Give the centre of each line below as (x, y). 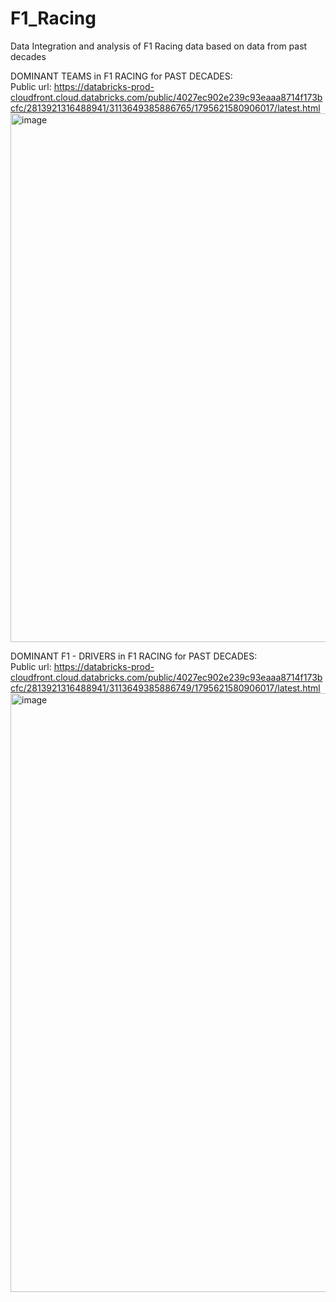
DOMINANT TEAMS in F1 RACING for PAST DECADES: (121, 76)
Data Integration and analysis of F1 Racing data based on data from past (159, 46)
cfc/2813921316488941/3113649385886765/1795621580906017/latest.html (165, 108)
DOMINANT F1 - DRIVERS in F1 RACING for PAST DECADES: (134, 656)
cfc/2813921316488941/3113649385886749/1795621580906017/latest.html (165, 688)
